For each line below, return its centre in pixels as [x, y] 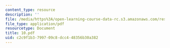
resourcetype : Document [30, 28]
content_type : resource [30, 10]
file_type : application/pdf [35, 24]
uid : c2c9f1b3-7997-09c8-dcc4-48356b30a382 [52, 38]
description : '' [22, 14]
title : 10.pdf [20, 33]
